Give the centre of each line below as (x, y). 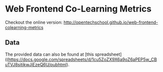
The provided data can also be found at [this (49, 54)
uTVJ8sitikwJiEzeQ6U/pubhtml (36, 64)
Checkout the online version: (34, 22)
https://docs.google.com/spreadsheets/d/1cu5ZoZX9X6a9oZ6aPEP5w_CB (82, 59)
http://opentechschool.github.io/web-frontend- (111, 22)
